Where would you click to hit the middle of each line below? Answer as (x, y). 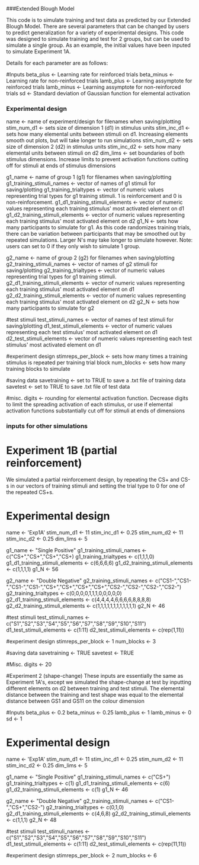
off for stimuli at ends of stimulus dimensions (61, 166)
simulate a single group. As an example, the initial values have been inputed (99, 45)
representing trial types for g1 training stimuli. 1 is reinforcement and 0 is (94, 196)
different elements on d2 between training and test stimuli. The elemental (95, 688)
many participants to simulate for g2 (50, 308)
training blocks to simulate (38, 369)
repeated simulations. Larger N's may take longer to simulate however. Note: (99, 240)
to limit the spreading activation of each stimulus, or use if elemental (89, 405)
